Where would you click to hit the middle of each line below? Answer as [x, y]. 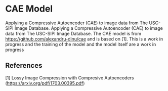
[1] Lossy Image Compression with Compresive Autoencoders [70, 78]
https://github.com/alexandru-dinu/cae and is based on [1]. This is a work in [84, 39]
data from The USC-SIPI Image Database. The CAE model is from [73, 33]
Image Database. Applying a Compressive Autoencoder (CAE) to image [89, 28]
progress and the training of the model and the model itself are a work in [81, 44]
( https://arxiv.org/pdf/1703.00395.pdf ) [45, 83]
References [24, 65]
